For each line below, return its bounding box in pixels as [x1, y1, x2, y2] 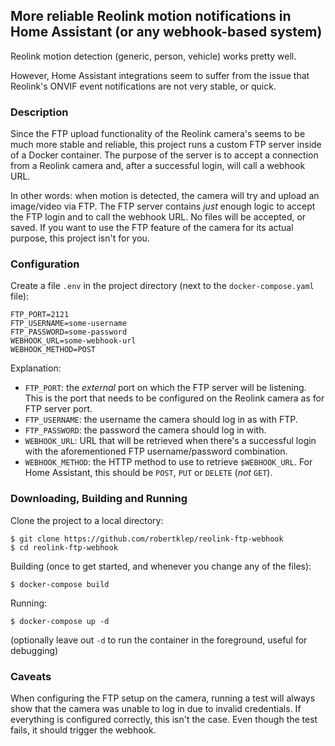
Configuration [10, 257, 80, 271]
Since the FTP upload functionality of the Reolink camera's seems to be [10, 128, 306, 140]
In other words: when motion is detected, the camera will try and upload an [10, 190, 320, 202]
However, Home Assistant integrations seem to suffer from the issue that [10, 69, 310, 81]
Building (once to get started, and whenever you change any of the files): [10, 560, 312, 572]
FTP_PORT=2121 [10, 310, 70, 320]
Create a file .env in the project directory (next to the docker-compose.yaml [10, 280, 315, 292]
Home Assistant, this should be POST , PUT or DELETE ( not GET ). [24, 467, 273, 479]
